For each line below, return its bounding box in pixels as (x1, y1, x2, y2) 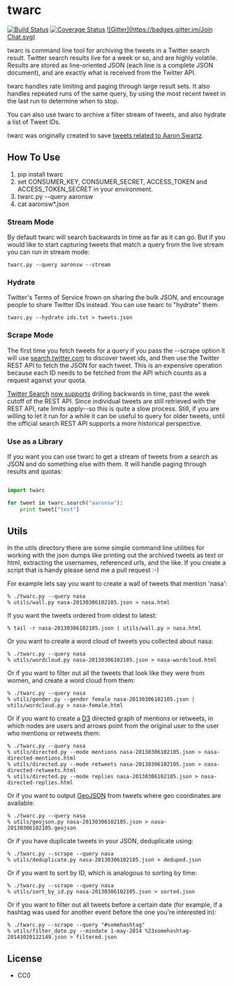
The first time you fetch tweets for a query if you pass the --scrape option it (7, 346, 226, 355)
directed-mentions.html (7, 755, 77, 762)
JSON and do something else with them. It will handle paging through (7, 459, 207, 468)
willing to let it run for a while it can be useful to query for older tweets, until (7, 411, 225, 420)
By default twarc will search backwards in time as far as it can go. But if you (7, 233, 226, 242)
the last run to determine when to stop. (7, 96, 119, 105)
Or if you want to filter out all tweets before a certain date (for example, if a (7, 901, 223, 909)
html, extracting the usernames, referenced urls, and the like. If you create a (7, 558, 226, 567)
